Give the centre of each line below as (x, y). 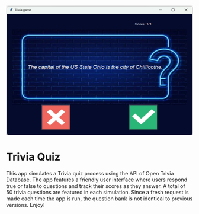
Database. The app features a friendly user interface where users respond (97, 180)
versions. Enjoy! (25, 205)
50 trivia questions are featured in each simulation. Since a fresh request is (97, 192)
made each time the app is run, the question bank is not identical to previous (99, 199)
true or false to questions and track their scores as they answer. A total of (96, 186)
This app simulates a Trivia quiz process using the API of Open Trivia (90, 173)
